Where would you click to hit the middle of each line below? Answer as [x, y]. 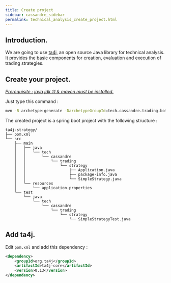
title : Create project [29, 10]
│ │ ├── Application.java [65, 170]
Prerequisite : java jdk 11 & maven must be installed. [60, 92]
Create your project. [38, 79]
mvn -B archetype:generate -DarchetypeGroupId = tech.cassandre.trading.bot [86, 111]
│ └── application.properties [53, 188]
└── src [13, 139]
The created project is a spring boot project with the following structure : [81, 120]
